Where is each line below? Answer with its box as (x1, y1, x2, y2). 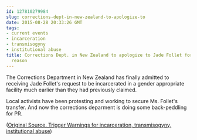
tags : (6, 25, 19, 31)
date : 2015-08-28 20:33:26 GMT (6, 19, 83, 25)
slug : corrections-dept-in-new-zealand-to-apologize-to (6, 14, 145, 20)
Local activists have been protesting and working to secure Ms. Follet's (6, 97, 178, 104)
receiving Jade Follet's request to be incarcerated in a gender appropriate (6, 80, 185, 87)
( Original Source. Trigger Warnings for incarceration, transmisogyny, (6, 121, 172, 128)
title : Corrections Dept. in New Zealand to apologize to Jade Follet (6, 52, 182, 58)
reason (11, 57, 28, 63)
